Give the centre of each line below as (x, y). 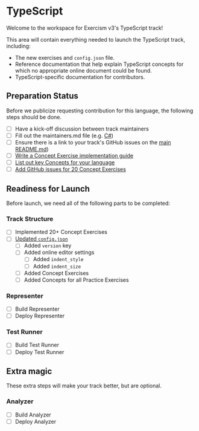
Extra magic (29, 371)
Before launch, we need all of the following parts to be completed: (88, 203)
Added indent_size (57, 266)
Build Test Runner (37, 345)
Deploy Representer (40, 316)
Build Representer (37, 309)
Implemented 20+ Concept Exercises (61, 232)
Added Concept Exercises (56, 273)
